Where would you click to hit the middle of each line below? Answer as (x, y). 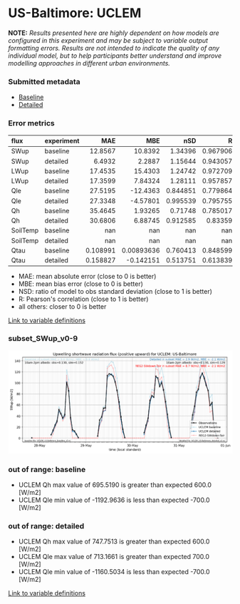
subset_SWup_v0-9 (43, 339)
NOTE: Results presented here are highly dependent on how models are (114, 33)
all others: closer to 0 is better (62, 306)
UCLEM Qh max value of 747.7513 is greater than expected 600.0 (114, 542)
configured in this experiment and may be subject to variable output (108, 40)
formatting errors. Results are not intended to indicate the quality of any (114, 48)
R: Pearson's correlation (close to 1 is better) (83, 299)
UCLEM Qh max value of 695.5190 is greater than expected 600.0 (115, 485)
